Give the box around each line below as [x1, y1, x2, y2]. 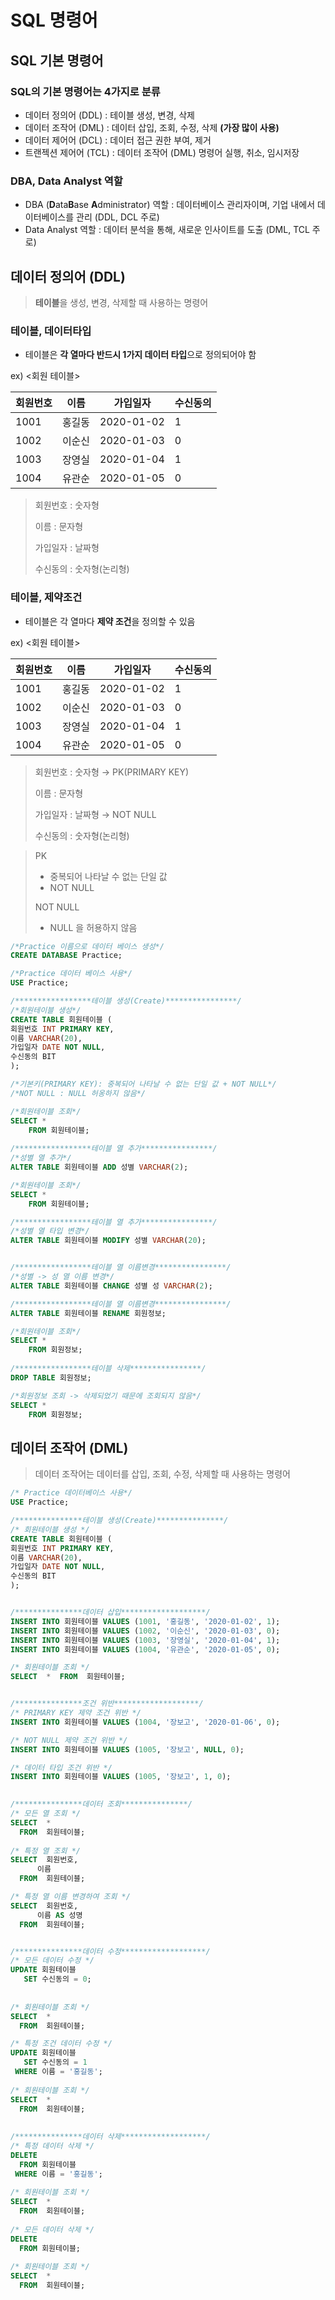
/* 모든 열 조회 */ [10, 1809, 81, 1819]
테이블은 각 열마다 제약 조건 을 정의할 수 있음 [24, 615, 196, 627]
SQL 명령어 [10, 9, 98, 32]
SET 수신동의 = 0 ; [23, 1974, 92, 1985]
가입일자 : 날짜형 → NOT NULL [34, 808, 157, 820]
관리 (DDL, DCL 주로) [76, 211, 160, 223]
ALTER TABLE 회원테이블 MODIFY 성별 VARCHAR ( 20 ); [10, 1236, 207, 1246]
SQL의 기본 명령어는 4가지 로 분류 [10, 84, 161, 98]
